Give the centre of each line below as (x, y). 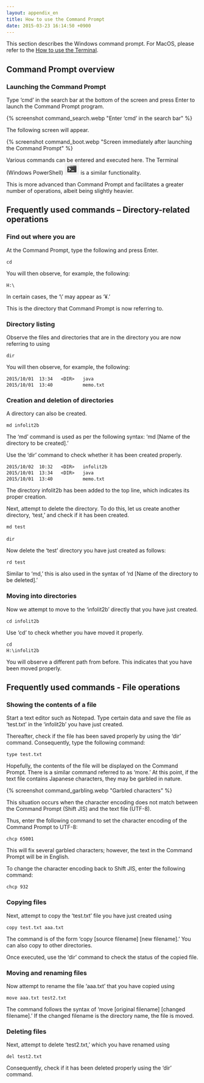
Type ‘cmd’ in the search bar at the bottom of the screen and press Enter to (101, 100)
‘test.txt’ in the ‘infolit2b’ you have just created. (65, 724)
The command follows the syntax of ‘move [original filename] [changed (96, 1009)
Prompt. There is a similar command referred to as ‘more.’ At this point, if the (102, 773)
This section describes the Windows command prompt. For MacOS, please (100, 44)
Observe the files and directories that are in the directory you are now (94, 337)
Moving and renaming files (47, 973)
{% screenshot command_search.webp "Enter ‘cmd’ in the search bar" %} (100, 118)
